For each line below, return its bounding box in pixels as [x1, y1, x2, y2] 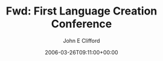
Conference [51, 17, 112, 31]
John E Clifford [63, 37, 100, 44]
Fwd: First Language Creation [5, 4, 158, 18]
